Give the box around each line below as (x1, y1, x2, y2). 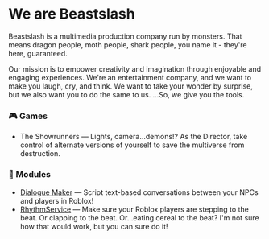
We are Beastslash (8, 5, 135, 23)
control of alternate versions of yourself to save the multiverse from (19, 140, 245, 150)
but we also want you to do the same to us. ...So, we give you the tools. (8, 89, 245, 99)
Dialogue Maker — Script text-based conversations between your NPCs (19, 187, 259, 197)
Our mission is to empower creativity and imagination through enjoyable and (8, 64, 262, 73)
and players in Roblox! (19, 196, 94, 205)
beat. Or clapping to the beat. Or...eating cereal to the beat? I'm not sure (19, 212, 259, 222)
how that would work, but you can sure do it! (19, 221, 168, 231)
